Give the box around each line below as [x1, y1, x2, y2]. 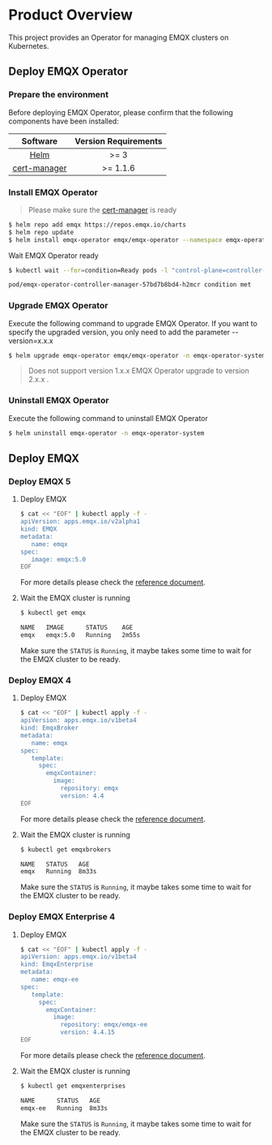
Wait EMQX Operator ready [8, 250, 99, 260]
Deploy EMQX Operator [8, 65, 129, 79]
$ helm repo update [8, 228, 74, 236]
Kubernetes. [8, 41, 49, 50]
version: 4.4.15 [60, 1028, 115, 1036]
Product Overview [8, 6, 134, 24]
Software [21, 136, 58, 147]
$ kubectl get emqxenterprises [19, 1082, 126, 1090]
